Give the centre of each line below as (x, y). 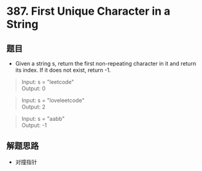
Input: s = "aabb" (43, 119)
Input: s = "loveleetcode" (53, 100)
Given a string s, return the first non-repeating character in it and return (106, 63)
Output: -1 (34, 125)
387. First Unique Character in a (88, 11)
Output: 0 (33, 88)
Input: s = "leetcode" (48, 82)
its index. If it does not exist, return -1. (63, 70)
